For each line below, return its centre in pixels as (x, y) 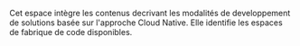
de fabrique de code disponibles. (71, 32)
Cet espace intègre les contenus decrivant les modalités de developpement (150, 13)
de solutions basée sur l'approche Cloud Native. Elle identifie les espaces (146, 23)
